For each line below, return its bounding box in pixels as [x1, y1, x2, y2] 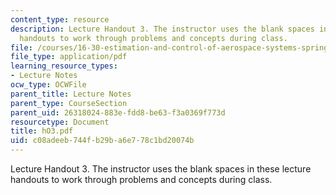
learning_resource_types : [10, 61, 118, 71]
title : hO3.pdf [10, 126, 74, 136]
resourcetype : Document [10, 117, 110, 127]
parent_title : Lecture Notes [10, 89, 132, 99]
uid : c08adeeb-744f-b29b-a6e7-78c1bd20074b [10, 136, 195, 146]
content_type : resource [10, 14, 110, 25]
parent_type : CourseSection [10, 98, 128, 108]
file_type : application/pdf [10, 52, 128, 62]
